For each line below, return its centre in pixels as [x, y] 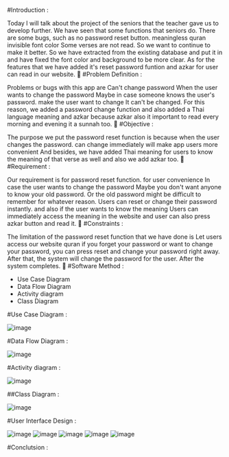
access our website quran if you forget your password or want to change [110, 244]
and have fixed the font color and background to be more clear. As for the [111, 60]
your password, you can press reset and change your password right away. [114, 251]
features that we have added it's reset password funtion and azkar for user [113, 67]
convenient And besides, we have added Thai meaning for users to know [110, 152]
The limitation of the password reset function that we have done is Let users [114, 237]
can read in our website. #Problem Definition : [75, 74]
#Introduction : [28, 10]
